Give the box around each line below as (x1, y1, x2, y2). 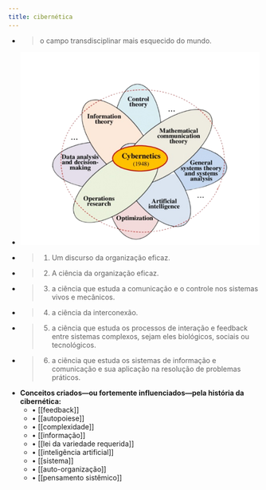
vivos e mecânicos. (51, 292, 115, 302)
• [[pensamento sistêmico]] (31, 473, 123, 483)
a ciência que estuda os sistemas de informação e (51, 356, 217, 366)
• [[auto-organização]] (31, 464, 107, 474)
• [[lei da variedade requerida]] (31, 439, 135, 449)
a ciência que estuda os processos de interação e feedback (51, 323, 248, 333)
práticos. (51, 373, 81, 382)
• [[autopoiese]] (31, 413, 85, 423)
